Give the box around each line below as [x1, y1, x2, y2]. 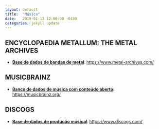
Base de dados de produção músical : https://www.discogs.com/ [12, 118, 142, 124]
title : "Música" [5, 12, 40, 17]
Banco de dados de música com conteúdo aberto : [12, 86, 115, 92]
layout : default [5, 7, 38, 12]
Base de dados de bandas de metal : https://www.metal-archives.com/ [12, 59, 154, 65]
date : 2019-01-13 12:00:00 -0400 [5, 16, 77, 21]
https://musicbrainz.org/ [12, 91, 61, 97]
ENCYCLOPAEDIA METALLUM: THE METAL [5, 38, 138, 47]
